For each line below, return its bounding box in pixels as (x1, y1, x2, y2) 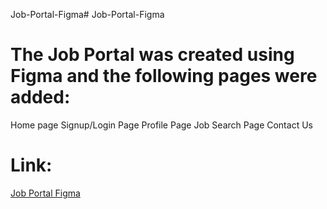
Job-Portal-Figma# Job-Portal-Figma (10, 9, 165, 20)
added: (10, 86, 71, 109)
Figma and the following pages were (10, 65, 318, 88)
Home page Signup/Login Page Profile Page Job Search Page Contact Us (10, 119, 313, 131)
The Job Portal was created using (10, 44, 295, 66)
